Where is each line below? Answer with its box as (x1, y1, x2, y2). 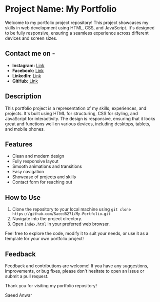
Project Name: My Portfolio (5, 3, 117, 15)
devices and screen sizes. (5, 35, 58, 41)
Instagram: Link (12, 62, 45, 68)
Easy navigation (12, 169, 44, 175)
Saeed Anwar (5, 292, 33, 298)
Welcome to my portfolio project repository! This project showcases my (5, 20, 149, 25)
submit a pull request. (5, 273, 49, 279)
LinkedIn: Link (12, 72, 41, 79)
